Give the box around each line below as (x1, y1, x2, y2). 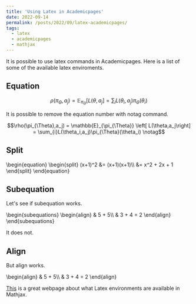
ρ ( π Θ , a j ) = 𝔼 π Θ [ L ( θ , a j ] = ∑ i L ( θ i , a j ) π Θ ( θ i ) (49, 97, 148, 106)
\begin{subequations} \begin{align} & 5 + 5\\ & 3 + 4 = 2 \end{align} (6, 211, 171, 218)
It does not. (6, 229, 34, 236)
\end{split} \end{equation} (6, 167, 70, 174)
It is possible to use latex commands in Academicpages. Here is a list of (6, 57, 180, 65)
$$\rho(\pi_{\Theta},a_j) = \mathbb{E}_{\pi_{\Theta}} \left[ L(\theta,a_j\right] (6, 122, 191, 129)
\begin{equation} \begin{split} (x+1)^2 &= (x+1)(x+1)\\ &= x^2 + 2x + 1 (6, 161, 174, 168)
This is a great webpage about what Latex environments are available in (6, 285, 180, 292)
